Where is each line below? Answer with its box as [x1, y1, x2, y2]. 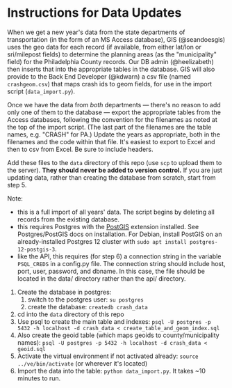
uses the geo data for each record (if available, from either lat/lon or [7, 42, 201, 51]
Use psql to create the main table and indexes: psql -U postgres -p [17, 317, 211, 325]
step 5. [7, 180, 27, 189]
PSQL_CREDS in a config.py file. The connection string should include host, [17, 259, 226, 267]
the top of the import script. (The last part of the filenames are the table [7, 123, 212, 131]
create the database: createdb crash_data [27, 302, 148, 311]
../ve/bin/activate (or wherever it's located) [17, 359, 148, 367]
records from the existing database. [17, 215, 120, 224]
